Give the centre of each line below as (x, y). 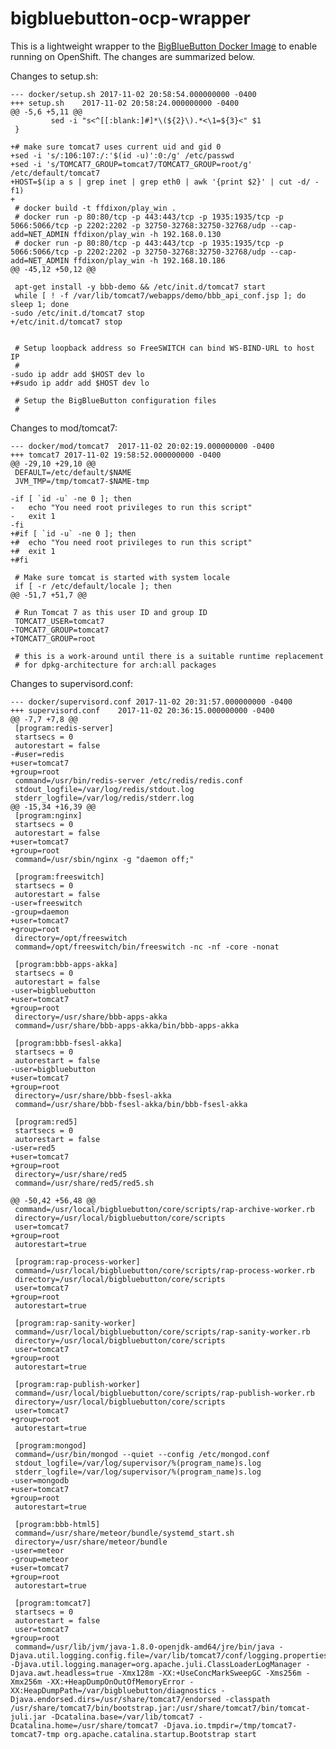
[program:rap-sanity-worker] (75, 1323)
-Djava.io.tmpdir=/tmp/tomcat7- (230, 1725)
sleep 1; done (40, 304)
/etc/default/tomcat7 (55, 173)
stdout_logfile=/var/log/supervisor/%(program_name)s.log (138, 1463)
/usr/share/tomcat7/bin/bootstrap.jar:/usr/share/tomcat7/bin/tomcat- (160, 1708)
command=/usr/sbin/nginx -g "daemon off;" (104, 859)
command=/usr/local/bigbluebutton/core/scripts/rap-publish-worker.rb (164, 1393)
